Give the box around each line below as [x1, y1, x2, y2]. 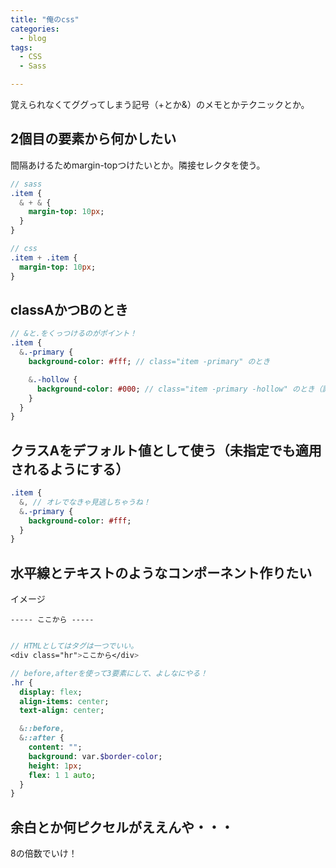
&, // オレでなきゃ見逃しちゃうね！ [19, 497, 151, 507]
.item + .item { [10, 252, 78, 263]
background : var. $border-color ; [28, 751, 163, 761]
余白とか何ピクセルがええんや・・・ [10, 819, 234, 836]
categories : [10, 24, 60, 34]
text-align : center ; [19, 706, 105, 716]
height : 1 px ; [28, 761, 83, 771]
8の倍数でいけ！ [10, 847, 78, 860]
